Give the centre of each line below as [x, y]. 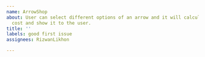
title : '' [19, 28]
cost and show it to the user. [52, 23]
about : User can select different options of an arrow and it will [94, 17]
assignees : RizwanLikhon [38, 40]
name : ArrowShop [27, 12]
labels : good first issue [39, 34]
